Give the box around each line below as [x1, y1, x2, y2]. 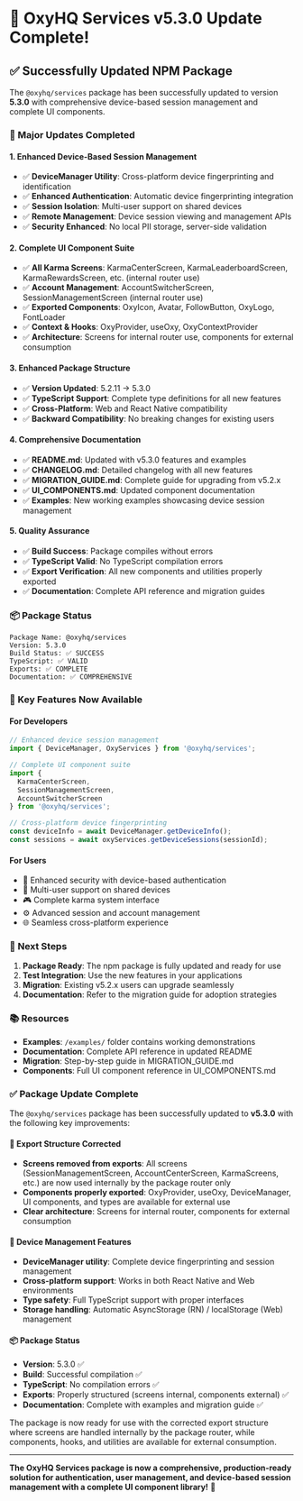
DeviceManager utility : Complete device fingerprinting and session [22, 1257, 275, 1268]
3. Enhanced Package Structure [9, 362, 131, 373]
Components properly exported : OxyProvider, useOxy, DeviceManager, [22, 1187, 291, 1198]
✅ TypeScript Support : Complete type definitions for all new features [22, 392, 281, 404]
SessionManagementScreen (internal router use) [22, 292, 204, 303]
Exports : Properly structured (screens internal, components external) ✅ [22, 1388, 289, 1400]
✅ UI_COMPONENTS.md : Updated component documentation [22, 484, 255, 495]
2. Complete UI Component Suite [9, 243, 135, 253]
